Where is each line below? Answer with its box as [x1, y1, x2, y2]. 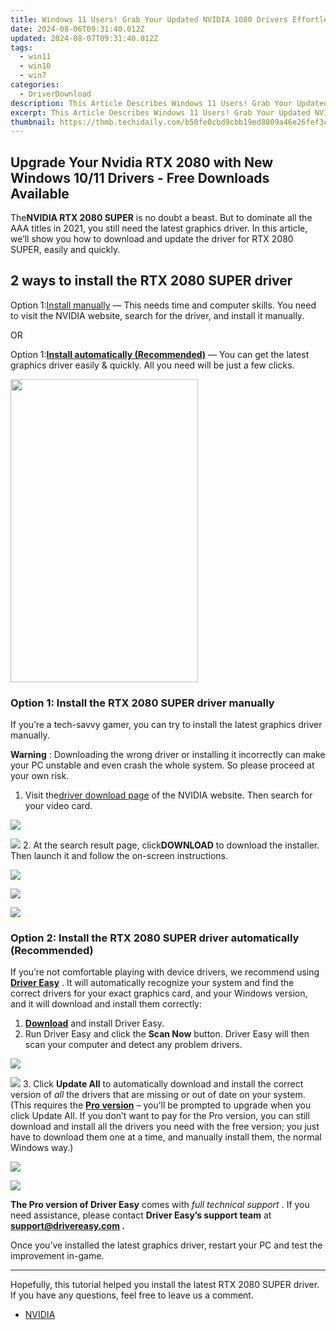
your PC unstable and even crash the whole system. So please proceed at [10, 759, 315, 771]
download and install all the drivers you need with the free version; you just [10, 1121, 320, 1133]
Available [10, 185, 70, 202]
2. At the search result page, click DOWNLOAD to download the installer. [22, 839, 320, 851]
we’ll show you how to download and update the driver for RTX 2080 [10, 233, 294, 245]
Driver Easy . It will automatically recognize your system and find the [10, 977, 295, 989]
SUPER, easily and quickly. [10, 244, 121, 256]
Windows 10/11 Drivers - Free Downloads [10, 169, 270, 186]
